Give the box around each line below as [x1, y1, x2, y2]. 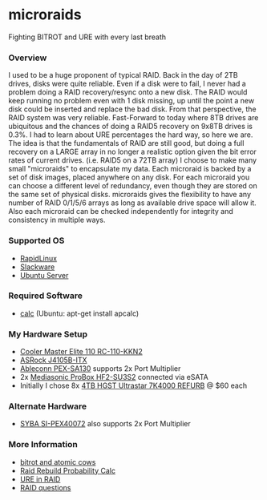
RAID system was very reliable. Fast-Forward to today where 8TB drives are [8, 113, 259, 123]
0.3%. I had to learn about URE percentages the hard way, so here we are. [8, 130, 253, 139]
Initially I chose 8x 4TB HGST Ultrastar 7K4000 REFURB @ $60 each [19, 381, 247, 390]
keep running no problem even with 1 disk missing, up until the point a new [8, 96, 255, 106]
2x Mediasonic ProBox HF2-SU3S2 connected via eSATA [19, 373, 208, 382]
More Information [8, 439, 78, 450]
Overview [8, 52, 47, 63]
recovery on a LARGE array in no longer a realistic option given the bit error [8, 147, 257, 157]
